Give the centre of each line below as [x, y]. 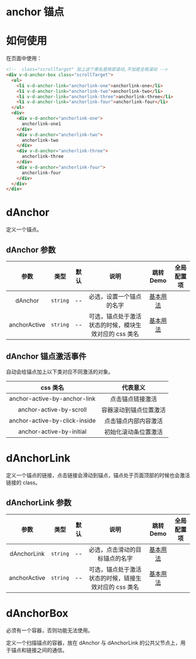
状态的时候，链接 [112, 578]
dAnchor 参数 [31, 250]
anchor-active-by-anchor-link [52, 399]
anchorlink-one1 [41, 123]
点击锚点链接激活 [134, 399]
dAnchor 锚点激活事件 [46, 357]
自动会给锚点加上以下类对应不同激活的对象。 [60, 372]
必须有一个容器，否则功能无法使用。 [50, 630]
